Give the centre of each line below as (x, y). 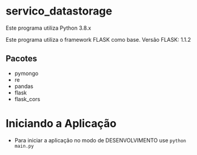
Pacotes (22, 59)
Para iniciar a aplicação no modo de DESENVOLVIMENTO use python (100, 140)
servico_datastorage (59, 11)
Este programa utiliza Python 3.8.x (48, 28)
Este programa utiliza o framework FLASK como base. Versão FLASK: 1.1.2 (98, 39)
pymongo (26, 73)
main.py (24, 146)
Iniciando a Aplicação (61, 123)
